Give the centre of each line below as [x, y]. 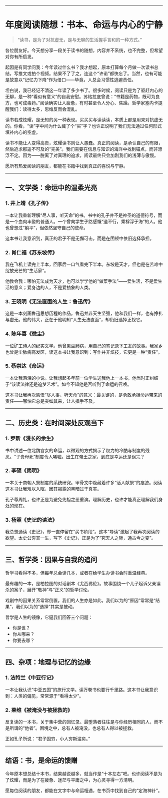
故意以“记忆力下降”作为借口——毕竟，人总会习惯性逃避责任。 [73, 79]
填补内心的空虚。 [23, 132]
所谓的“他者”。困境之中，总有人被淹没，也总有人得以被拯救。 [73, 728]
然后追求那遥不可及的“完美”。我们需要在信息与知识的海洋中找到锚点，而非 [82, 149]
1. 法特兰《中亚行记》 [31, 678]
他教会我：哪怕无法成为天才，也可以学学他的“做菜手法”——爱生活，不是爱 [82, 281]
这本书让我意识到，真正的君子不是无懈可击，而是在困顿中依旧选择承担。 [79, 238]
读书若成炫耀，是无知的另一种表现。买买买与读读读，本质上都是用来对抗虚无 [84, 119]
